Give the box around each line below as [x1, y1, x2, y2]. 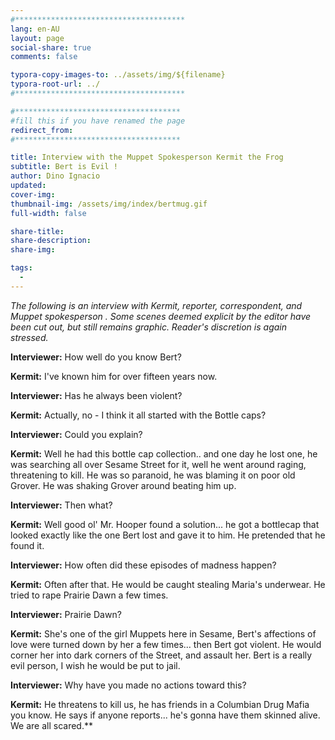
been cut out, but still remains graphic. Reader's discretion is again [10, 321, 288, 333]
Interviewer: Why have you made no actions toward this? [10, 679, 247, 691]
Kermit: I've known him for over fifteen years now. [10, 370, 218, 382]
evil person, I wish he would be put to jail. [10, 659, 181, 671]
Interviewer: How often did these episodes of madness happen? [10, 559, 277, 571]
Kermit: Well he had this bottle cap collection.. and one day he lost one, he [10, 447, 318, 460]
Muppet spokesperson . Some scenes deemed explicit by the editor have [10, 310, 312, 322]
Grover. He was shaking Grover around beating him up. [10, 479, 237, 491]
